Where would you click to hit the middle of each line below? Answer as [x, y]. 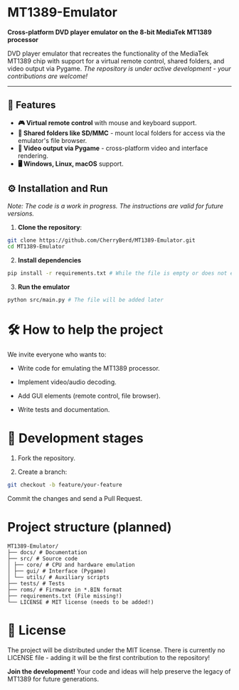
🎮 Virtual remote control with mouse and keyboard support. [107, 122]
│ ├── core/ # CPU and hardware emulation [71, 565]
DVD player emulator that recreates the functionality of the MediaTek [108, 53]
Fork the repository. [47, 458]
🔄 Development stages [75, 439]
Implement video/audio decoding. [67, 382]
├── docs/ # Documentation [47, 552]
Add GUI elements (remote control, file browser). [89, 396]
